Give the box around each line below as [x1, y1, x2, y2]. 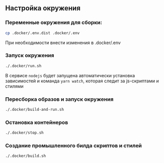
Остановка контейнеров [5, 119, 68, 126]
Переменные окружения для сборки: [5, 19, 102, 26]
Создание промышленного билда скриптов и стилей [5, 142, 142, 149]
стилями [5, 83, 24, 89]
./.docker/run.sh [5, 63, 42, 68]
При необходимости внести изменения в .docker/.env [5, 40, 121, 46]
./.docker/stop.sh [5, 130, 44, 135]
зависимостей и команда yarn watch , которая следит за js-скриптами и [5, 78, 159, 84]
